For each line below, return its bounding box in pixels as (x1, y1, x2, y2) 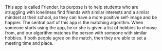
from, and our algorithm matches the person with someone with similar (5, 30, 147, 35)
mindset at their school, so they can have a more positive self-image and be (5, 15, 157, 20)
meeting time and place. (5, 40, 54, 46)
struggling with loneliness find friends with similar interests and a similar (5, 9, 150, 15)
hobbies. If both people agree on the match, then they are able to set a (5, 35, 147, 41)
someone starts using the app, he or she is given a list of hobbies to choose (5, 25, 157, 31)
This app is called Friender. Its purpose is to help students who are (5, 4, 139, 10)
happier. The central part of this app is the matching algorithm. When (5, 19, 144, 25)
